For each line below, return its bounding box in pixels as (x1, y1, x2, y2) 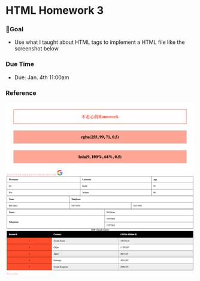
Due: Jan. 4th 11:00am (14, 73, 69, 81)
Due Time (5, 60, 34, 68)
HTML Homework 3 (5, 4, 104, 17)
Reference (5, 88, 37, 97)
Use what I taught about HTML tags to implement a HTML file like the (14, 38, 185, 46)
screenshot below (14, 45, 59, 52)
